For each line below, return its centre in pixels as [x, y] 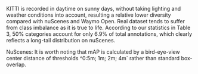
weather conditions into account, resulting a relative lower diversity [89, 15]
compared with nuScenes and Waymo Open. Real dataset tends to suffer [95, 21]
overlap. [16, 64]
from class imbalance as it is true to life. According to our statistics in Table [98, 27]
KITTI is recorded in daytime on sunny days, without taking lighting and [94, 9]
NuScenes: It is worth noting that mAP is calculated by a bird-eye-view [93, 52]
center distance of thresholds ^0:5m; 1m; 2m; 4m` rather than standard [93, 58]
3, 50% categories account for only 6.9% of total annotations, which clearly [99, 34]
